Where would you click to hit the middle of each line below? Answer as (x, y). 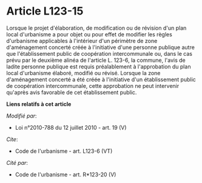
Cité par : (17, 162)
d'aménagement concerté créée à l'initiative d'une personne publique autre (101, 47)
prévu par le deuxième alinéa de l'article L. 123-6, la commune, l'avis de (96, 60)
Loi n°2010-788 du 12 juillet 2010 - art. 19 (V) (71, 127)
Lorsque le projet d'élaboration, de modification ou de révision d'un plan (96, 28)
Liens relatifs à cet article (39, 104)
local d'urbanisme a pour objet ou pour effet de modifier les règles (89, 34)
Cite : (12, 139)
